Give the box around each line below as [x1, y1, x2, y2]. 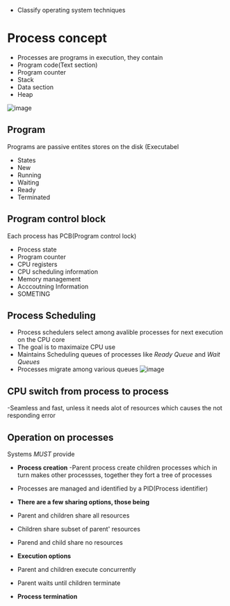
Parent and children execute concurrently [17, 566, 137, 573]
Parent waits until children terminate [17, 579, 121, 587]
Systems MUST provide [7, 450, 75, 458]
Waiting [17, 178, 40, 187]
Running [17, 171, 42, 179]
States [17, 156, 36, 164]
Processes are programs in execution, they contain [17, 53, 163, 61]
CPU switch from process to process [7, 385, 169, 397]
